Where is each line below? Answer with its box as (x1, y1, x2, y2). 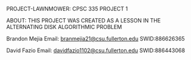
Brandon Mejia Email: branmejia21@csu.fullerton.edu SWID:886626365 (6, 35, 186, 42)
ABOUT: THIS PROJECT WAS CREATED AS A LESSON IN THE (6, 17, 161, 24)
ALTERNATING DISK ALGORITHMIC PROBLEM (6, 24, 122, 30)
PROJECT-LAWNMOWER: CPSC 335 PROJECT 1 (6, 5, 128, 12)
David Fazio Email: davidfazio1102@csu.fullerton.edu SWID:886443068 (6, 47, 186, 54)
